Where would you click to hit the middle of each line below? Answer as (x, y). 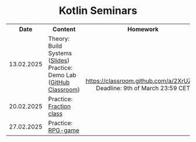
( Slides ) (59, 61)
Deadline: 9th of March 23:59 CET (143, 88)
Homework (143, 29)
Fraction (60, 106)
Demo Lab (62, 75)
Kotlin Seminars (98, 11)
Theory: (59, 38)
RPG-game (64, 130)
